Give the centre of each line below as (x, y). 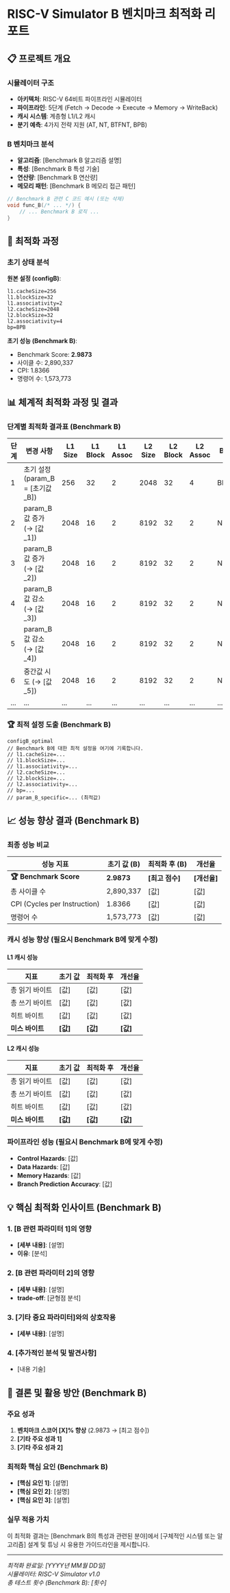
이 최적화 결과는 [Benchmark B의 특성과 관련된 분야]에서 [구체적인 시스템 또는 (111, 1535)
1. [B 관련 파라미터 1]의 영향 (50, 1229)
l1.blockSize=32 (30, 298)
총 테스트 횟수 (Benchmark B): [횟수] (57, 1582)
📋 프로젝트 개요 (39, 59)
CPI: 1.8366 (33, 371)
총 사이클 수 (28, 892)
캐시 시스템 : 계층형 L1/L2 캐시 (56, 116)
